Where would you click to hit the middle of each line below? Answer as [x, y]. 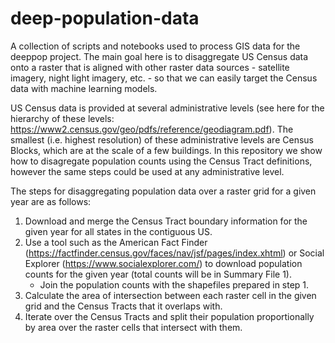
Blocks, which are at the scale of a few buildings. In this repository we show [166, 150]
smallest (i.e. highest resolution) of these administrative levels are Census [162, 139]
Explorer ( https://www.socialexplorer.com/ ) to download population [163, 263]
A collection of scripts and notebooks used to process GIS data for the [155, 46]
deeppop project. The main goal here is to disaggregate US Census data [159, 56]
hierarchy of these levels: [62, 118]
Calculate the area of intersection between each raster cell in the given [170, 295]
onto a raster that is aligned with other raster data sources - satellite [150, 67]
